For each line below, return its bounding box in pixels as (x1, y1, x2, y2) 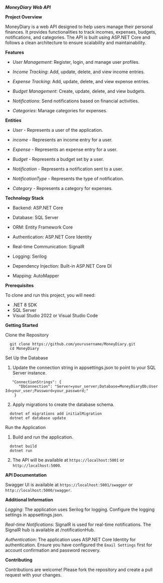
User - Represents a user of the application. (12, 127, 103, 133)
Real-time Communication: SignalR (12, 244, 85, 250)
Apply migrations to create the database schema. (12, 402, 114, 408)
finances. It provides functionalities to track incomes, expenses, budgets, (5, 29, 156, 35)
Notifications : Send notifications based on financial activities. (12, 98, 139, 104)
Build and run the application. (12, 434, 74, 440)
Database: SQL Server (12, 215, 59, 220)
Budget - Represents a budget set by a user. (12, 156, 104, 162)
